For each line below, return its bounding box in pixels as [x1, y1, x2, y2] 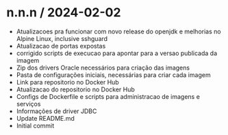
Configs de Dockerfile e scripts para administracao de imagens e [16, 92, 200, 100]
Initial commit [16, 121, 55, 130]
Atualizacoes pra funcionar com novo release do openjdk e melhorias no [16, 27, 221, 35]
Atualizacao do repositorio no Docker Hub [16, 85, 135, 93]
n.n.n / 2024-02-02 [6, 5, 121, 20]
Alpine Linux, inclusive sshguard [16, 34, 107, 42]
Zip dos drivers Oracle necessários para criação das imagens [16, 63, 190, 72]
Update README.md [16, 114, 75, 122]
